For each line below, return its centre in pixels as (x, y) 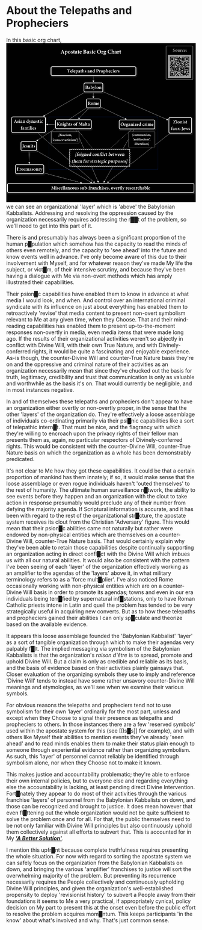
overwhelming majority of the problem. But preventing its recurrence (91, 875)
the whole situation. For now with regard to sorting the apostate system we (99, 856)
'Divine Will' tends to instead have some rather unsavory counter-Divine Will (100, 680)
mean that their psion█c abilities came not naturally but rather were (90, 528)
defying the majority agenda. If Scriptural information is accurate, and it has (100, 509)
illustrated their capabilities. (41, 282)
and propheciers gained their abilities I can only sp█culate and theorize (94, 618)
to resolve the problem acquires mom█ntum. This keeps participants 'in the (99, 914)
